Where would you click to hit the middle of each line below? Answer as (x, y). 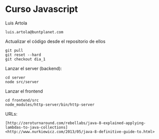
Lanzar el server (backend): (34, 68)
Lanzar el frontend (24, 91)
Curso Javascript (42, 9)
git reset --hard (23, 55)
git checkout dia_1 (25, 59)
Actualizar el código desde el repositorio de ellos (55, 41)
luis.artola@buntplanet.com (34, 32)
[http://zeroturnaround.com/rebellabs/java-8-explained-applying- (76, 123)
